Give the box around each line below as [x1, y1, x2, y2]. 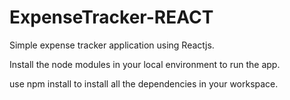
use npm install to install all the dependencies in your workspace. [9, 77, 279, 90]
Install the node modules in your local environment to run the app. [9, 58, 281, 70]
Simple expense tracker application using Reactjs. [9, 39, 215, 51]
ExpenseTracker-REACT [9, 6, 214, 29]
